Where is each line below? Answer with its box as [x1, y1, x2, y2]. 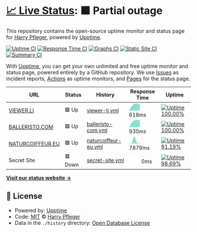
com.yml [87, 127, 108, 134]
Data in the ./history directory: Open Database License [14, 219, 150, 226]
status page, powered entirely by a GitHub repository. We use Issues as [6, 69, 179, 76]
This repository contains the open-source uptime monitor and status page [6, 27, 185, 35]
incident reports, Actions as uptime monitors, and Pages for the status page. [6, 75, 191, 82]
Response [130, 88, 155, 95]
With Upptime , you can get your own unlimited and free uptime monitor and [6, 62, 189, 70]
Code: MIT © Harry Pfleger [14, 213, 80, 220]
